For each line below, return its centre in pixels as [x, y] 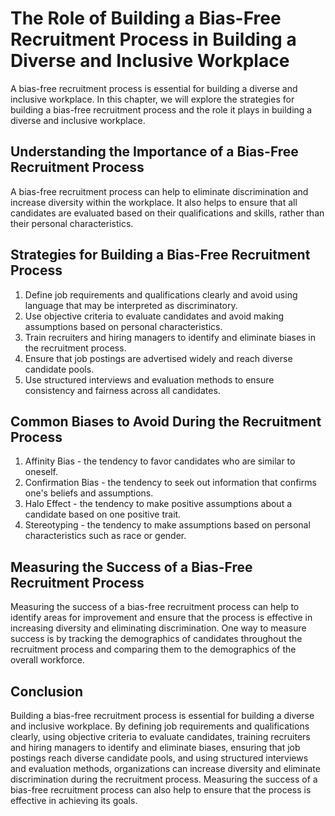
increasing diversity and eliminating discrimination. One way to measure [158, 628]
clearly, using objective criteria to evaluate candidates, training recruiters [160, 736]
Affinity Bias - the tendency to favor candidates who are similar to [160, 461]
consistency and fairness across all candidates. [122, 390]
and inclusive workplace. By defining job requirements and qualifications [160, 726]
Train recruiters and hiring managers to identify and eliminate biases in [170, 337]
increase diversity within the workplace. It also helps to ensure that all [154, 202]
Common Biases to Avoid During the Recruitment [166, 421]
